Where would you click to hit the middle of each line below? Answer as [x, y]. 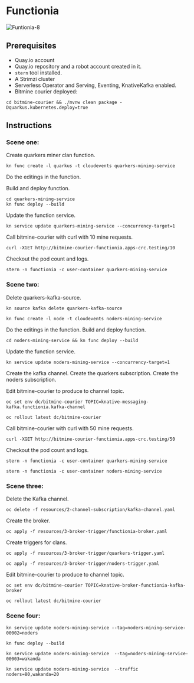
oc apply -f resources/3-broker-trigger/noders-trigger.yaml [83, 564]
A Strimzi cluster [35, 79]
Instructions [29, 126]
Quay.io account [34, 60]
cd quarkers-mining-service [41, 199]
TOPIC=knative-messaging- [117, 402]
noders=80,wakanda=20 [33, 675]
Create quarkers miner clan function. [51, 155]
